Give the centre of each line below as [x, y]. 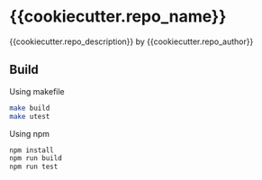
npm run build [36, 158]
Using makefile [37, 91]
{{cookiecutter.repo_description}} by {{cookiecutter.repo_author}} [131, 41]
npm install [32, 150]
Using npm [30, 133]
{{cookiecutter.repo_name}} [118, 17]
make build [30, 108]
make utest [30, 116]
